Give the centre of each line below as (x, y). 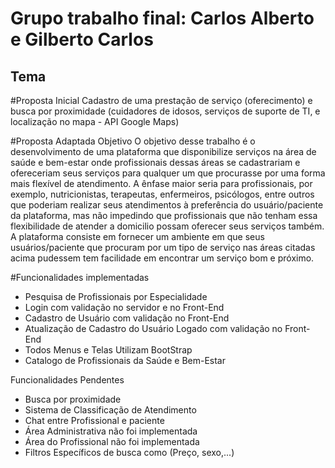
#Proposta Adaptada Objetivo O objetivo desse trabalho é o (133, 141)
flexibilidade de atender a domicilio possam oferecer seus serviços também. (167, 226)
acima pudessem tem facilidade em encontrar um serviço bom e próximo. (162, 258)
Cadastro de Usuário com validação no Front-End (127, 318)
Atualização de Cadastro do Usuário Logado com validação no (153, 328)
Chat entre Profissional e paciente (94, 420)
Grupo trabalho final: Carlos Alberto (162, 18)
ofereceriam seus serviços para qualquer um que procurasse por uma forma (168, 173)
